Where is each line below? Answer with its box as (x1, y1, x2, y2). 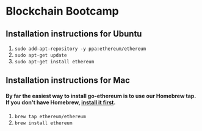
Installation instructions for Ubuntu (5, 29, 142, 39)
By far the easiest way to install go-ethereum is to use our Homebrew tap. (5, 92, 197, 99)
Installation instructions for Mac (5, 75, 131, 86)
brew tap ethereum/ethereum (14, 113, 86, 119)
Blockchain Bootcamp (5, 4, 120, 18)
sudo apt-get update (14, 52, 67, 58)
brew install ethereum (14, 120, 73, 126)
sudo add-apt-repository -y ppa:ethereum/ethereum (14, 46, 146, 52)
